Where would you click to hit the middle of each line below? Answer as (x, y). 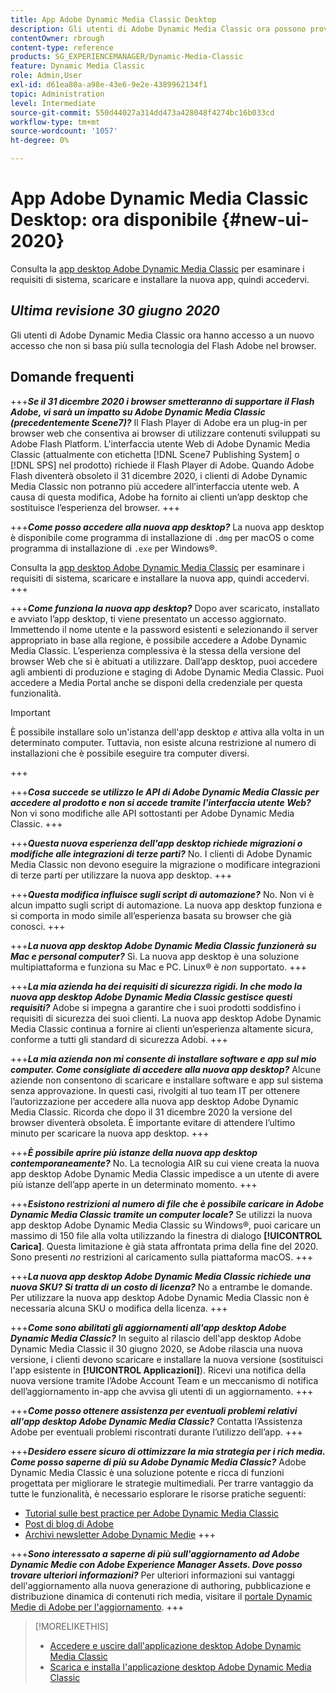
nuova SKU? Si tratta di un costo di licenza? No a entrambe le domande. (161, 1287)
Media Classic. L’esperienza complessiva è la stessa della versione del (155, 650)
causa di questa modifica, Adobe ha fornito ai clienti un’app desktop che (159, 497)
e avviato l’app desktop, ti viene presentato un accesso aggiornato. (148, 618)
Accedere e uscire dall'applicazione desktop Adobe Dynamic (175, 1645)
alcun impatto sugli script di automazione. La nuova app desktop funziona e (166, 905)
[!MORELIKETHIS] (71, 1626)
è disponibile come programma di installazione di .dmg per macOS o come (162, 537)
